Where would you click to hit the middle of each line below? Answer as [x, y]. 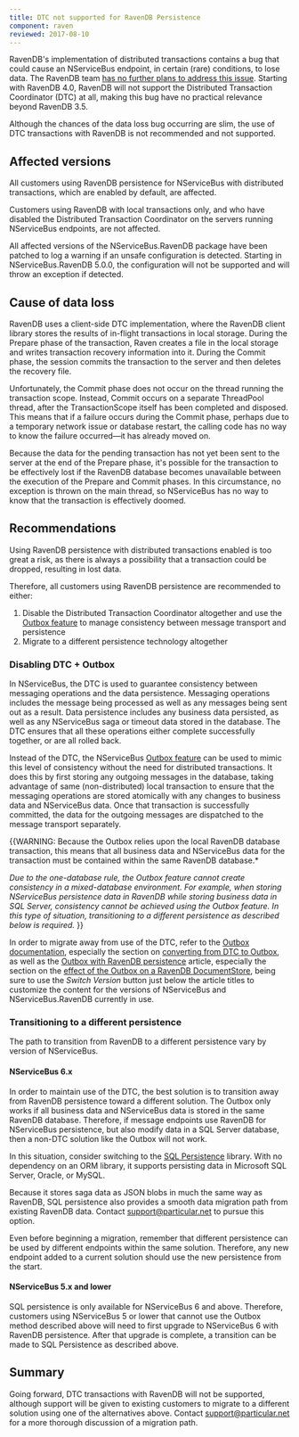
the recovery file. [40, 371]
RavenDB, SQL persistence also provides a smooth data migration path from [149, 1202]
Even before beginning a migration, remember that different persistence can [149, 1238]
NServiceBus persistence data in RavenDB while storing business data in [143, 897]
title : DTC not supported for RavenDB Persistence [105, 17]
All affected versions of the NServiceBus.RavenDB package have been [139, 246]
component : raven [41, 26]
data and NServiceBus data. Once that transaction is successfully [129, 805]
